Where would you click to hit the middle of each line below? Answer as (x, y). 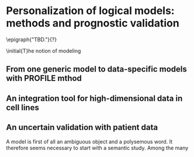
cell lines (22, 107)
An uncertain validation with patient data (82, 127)
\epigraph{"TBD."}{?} (32, 39)
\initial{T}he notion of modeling (44, 50)
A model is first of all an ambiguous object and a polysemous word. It (89, 141)
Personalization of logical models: (90, 11)
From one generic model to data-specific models (96, 69)
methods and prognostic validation (93, 23)
